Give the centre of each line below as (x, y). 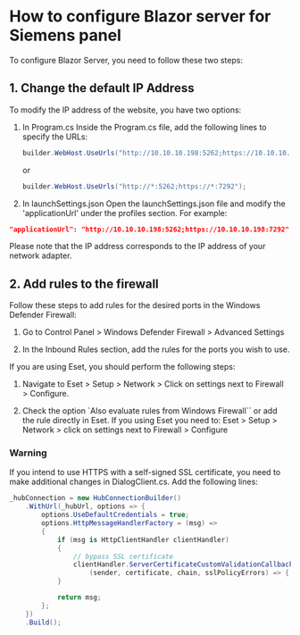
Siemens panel (66, 35)
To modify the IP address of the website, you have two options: (125, 110)
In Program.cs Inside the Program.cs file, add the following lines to (144, 127)
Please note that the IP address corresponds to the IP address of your (137, 246)
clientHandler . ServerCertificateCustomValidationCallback (183, 564)
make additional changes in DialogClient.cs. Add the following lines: (134, 482)
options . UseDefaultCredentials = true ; (116, 515)
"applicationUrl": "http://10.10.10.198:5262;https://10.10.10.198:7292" (150, 230)
